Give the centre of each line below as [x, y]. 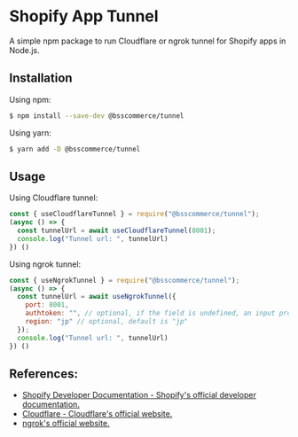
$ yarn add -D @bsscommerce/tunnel [75, 149]
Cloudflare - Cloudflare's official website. [97, 414]
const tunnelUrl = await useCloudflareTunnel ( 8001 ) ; [117, 231]
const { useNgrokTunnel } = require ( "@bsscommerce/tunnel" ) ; [125, 280]
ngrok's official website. [66, 424]
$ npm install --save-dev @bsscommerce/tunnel [97, 116]
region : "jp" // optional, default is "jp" [107, 322]
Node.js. [24, 50]
